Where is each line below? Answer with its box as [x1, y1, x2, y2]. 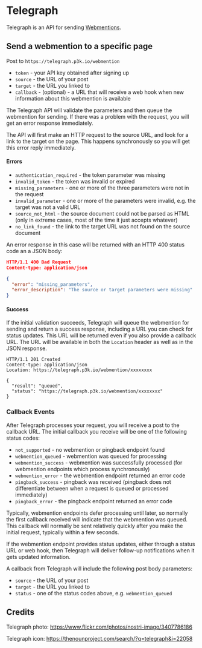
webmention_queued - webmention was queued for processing [14, 452, 167, 460]
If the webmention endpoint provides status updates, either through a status [6, 540, 195, 547]
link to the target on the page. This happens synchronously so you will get [6, 137, 190, 145]
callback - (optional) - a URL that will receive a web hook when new [14, 88, 185, 96]
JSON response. [6, 345, 47, 352]
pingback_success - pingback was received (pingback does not [14, 478, 172, 485]
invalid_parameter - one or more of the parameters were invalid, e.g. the [14, 197, 196, 204]
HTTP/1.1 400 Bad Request [6, 259, 71, 265]
